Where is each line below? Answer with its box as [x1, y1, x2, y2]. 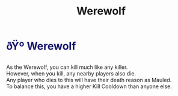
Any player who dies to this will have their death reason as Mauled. [6, 76, 172, 83]
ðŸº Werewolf [6, 39, 76, 53]
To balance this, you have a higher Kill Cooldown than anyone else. [6, 83, 173, 90]
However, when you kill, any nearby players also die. [6, 69, 137, 77]
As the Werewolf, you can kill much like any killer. [6, 63, 128, 71]
